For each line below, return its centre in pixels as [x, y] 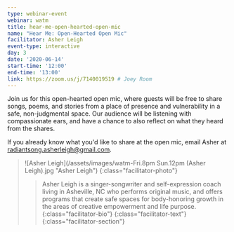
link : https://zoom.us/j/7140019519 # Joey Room [80, 79]
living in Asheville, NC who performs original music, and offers [132, 192]
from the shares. [31, 129]
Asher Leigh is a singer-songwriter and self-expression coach [131, 184]
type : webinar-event [38, 14]
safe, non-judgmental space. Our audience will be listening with [99, 114]
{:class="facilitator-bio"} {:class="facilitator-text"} [115, 214]
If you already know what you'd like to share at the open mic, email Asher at [117, 142]
